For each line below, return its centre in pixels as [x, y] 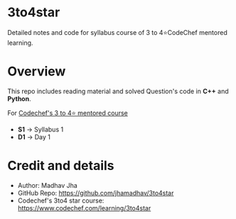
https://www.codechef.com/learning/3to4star [84, 208]
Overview [37, 71]
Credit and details [61, 166]
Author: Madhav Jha [48, 185]
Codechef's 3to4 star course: [61, 201]
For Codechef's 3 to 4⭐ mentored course [68, 113]
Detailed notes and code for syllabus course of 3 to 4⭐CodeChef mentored [117, 32]
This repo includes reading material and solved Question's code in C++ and [118, 91]
